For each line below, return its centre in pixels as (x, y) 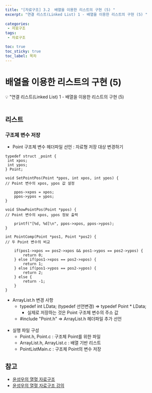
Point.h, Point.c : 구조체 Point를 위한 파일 (60, 337)
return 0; (33, 255)
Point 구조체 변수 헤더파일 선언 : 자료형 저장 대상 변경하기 (68, 147)
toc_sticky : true (23, 51)
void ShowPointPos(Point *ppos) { (41, 210)
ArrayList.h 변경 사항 (33, 300)
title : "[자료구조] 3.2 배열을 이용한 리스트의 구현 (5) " (60, 10)
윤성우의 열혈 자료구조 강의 (38, 386)
